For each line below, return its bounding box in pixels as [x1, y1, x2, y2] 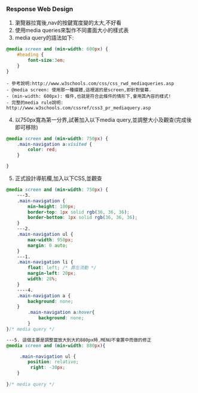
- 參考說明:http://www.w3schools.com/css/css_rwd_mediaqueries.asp [6, 80, 175, 86]
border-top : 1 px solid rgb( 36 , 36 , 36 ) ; [28, 209, 130, 215]
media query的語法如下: [14, 34, 74, 41]
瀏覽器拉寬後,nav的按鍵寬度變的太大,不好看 [14, 19, 121, 26]
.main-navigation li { [17, 259, 74, 265]
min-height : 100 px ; [28, 203, 77, 209]
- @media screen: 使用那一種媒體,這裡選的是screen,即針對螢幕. [6, 86, 152, 93]
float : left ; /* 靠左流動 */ [28, 265, 97, 271]
